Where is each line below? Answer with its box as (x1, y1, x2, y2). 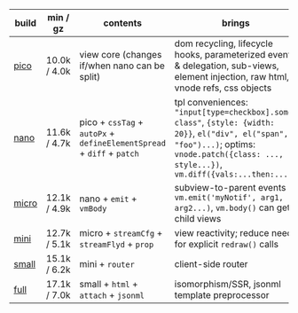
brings (221, 17, 250, 29)
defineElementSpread (79, 138, 167, 148)
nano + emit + (79, 192, 137, 205)
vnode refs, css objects (174, 82, 272, 94)
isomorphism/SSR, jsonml (174, 278, 281, 290)
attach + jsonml (79, 289, 145, 301)
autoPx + (79, 128, 115, 139)
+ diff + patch (79, 147, 139, 159)
